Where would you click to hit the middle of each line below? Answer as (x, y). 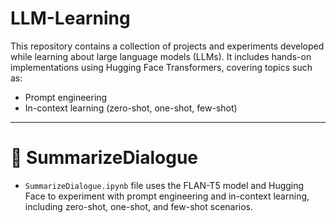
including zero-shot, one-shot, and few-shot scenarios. (139, 206)
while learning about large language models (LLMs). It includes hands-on (161, 56)
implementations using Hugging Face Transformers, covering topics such (161, 67)
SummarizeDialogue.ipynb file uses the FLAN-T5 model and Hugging (164, 185)
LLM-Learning (70, 18)
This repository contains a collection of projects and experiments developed (167, 46)
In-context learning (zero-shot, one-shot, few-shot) (131, 108)
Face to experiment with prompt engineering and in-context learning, (167, 196)
